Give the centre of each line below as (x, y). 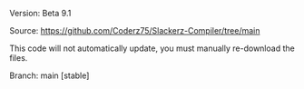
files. (19, 58)
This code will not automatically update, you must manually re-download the (152, 48)
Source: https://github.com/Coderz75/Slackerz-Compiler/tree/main (135, 30)
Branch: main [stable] (49, 75)
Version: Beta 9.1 (40, 13)
